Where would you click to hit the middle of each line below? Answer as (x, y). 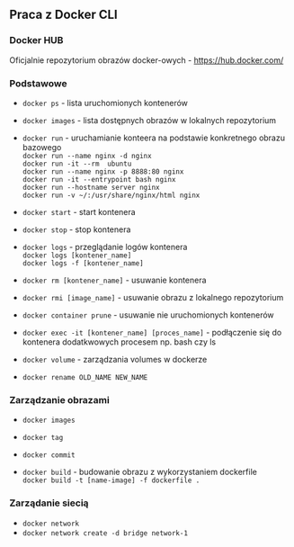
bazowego (42, 147)
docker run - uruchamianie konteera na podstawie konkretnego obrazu (154, 138)
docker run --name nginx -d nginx (87, 156)
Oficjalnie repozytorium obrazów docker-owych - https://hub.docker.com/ (147, 60)
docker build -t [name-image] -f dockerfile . (111, 480)
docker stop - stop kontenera (76, 229)
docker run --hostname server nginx (91, 187)
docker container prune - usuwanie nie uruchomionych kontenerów (148, 315)
